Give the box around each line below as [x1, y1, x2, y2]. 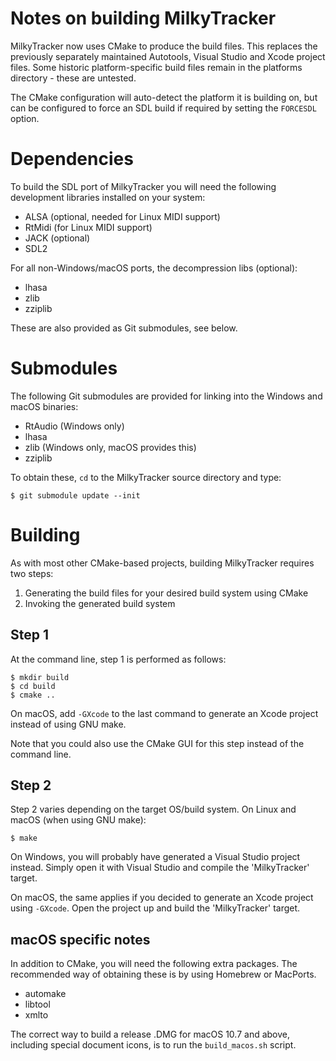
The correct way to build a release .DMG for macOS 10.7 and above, [10, 1028, 291, 1041]
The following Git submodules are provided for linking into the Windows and [10, 390, 323, 402]
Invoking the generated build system [24, 597, 176, 609]
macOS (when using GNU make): [10, 814, 147, 826]
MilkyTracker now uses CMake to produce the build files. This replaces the [10, 40, 318, 52]
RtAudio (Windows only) [24, 420, 125, 432]
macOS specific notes [10, 931, 151, 948]
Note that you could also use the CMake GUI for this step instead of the [10, 737, 305, 749]
